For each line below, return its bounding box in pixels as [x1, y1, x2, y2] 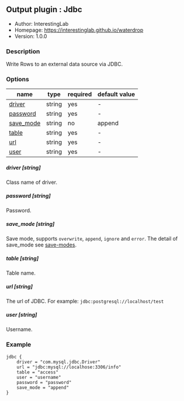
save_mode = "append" [16, 385, 69, 390]
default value [97, 90, 136, 98]
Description [6, 47, 40, 55]
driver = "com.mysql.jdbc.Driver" [16, 359, 100, 365]
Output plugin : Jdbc [6, 5, 83, 15]
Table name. [6, 269, 36, 277]
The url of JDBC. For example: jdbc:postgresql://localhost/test [6, 298, 164, 305]
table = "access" [16, 369, 59, 375]
